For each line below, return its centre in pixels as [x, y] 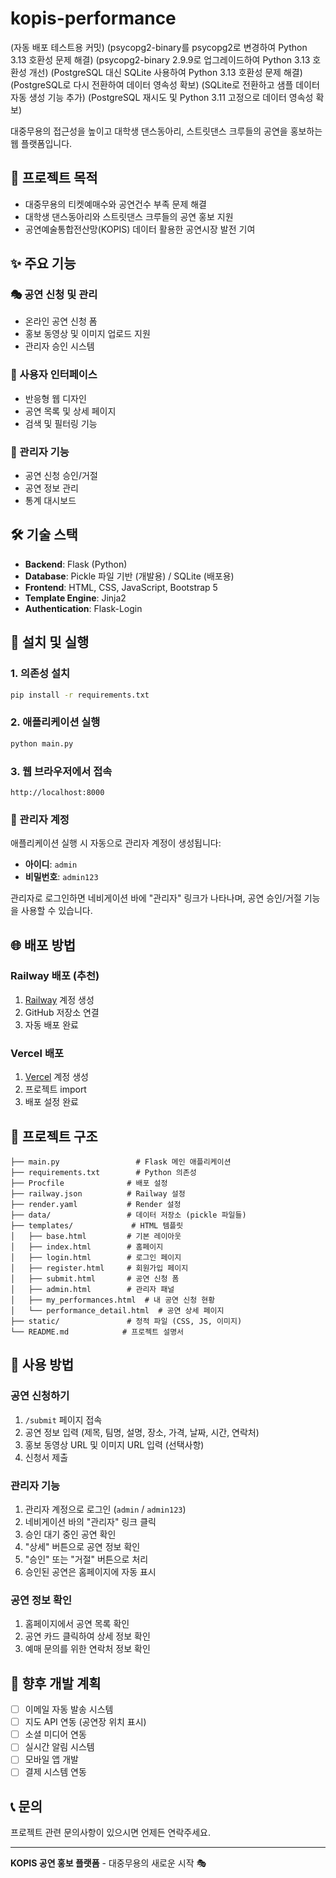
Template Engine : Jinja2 [75, 598]
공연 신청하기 [40, 1396]
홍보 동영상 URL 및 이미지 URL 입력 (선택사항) [114, 1444]
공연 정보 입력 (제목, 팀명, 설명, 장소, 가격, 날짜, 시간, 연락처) [142, 1432]
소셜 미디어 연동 [55, 1734]
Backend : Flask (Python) [76, 564]
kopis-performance [93, 18]
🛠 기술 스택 [44, 535]
